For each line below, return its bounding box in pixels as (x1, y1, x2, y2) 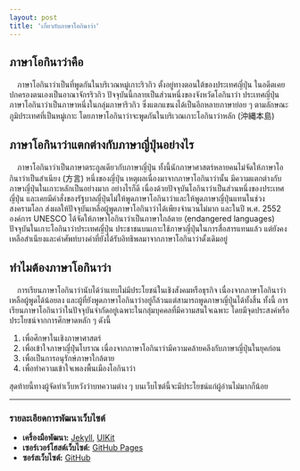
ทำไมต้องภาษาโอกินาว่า (9, 260, 112, 275)
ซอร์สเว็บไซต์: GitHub (21, 452, 91, 463)
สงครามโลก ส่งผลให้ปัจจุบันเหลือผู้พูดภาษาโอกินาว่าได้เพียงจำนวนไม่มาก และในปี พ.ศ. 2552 (9, 203, 281, 214)
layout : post (9, 13, 58, 22)
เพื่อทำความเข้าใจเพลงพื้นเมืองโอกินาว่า (21, 363, 136, 374)
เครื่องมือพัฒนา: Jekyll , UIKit (21, 433, 115, 443)
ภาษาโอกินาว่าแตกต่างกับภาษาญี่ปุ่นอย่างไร (9, 137, 195, 152)
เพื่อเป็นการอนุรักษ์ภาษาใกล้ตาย (21, 352, 114, 363)
